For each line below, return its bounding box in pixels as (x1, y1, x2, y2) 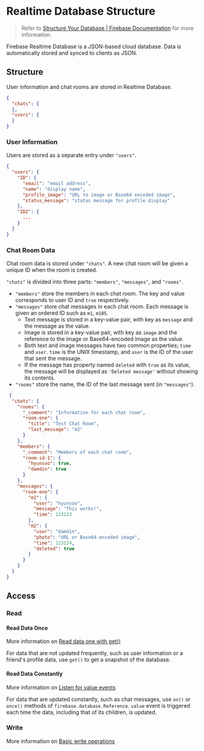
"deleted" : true (33, 545, 75, 552)
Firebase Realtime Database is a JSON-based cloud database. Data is (6, 43, 181, 50)
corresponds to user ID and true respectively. (15, 296, 130, 303)
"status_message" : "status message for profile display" (22, 197, 171, 204)
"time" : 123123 (33, 511, 72, 518)
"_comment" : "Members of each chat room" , (22, 449, 132, 455)
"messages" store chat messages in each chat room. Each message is (15, 303, 189, 310)
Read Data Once (6, 624, 48, 631)
